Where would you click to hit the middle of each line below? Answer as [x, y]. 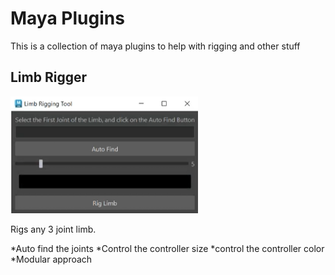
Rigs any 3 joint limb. [53, 229]
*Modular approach [51, 259]
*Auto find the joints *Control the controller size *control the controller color [167, 249]
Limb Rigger [49, 77]
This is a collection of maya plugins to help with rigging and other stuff [155, 46]
